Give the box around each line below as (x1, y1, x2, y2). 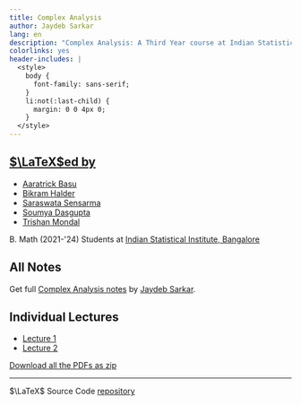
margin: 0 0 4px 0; (32, 105, 106, 114)
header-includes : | (9, 55, 82, 64)
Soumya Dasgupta (21, 207, 91, 218)
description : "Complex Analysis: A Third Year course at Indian (9, 38, 254, 47)
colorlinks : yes (9, 47, 70, 56)
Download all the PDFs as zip (9, 360, 117, 371)
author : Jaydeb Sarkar (9, 22, 94, 30)
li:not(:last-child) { (25, 96, 110, 106)
